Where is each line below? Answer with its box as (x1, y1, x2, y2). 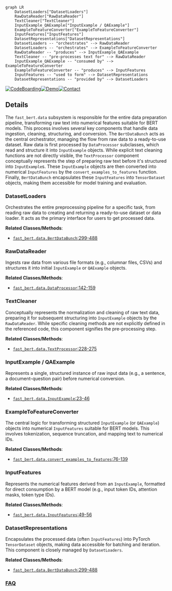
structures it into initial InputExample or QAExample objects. (5, 265, 127, 271)
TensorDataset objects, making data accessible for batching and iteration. (5, 541, 161, 547)
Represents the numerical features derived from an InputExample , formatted (5, 481, 165, 487)
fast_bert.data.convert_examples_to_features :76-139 (12, 456, 128, 462)
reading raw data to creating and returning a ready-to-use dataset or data (5, 209, 161, 216)
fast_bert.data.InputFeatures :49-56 (12, 511, 92, 518)
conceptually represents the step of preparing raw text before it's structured (5, 158, 167, 164)
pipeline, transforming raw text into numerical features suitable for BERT (5, 120, 158, 126)
